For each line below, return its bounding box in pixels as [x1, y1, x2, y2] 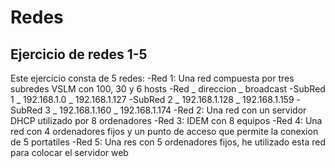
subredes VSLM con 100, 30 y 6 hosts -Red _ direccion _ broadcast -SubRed [10, 83, 326, 95]
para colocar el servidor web [10, 147, 129, 158]
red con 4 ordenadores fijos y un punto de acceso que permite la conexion [10, 126, 319, 137]
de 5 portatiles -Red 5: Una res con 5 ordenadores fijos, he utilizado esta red [10, 136, 326, 148]
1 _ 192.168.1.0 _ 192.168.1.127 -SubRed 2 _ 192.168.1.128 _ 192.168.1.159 [10, 94, 295, 105]
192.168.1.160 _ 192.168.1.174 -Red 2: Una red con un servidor [59, 104, 307, 116]
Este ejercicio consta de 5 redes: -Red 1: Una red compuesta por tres [10, 72, 295, 84]
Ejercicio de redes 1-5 [10, 46, 148, 63]
